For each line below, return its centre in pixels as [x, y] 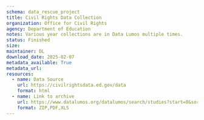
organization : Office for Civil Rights [57, 23]
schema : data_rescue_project [43, 12]
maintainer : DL [25, 52]
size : [13, 46]
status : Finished [28, 40]
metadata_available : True [39, 62]
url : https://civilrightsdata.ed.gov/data [72, 85]
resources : [20, 74]
